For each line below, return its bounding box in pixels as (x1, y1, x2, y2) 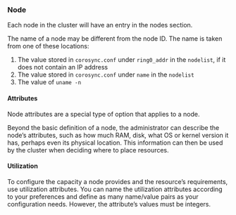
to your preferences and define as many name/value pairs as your (7, 192, 199, 201)
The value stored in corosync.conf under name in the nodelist (17, 70, 195, 79)
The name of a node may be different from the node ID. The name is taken (7, 34, 223, 43)
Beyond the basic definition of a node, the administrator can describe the (7, 123, 220, 131)
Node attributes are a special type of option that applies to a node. (7, 110, 200, 118)
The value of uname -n (17, 78, 82, 86)
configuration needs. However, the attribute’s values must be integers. (7, 200, 211, 208)
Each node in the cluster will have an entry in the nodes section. (7, 21, 193, 30)
